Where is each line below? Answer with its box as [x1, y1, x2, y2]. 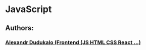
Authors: [5, 24, 34, 32]
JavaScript [5, 4, 52, 15]
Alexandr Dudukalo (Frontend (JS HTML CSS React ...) [5, 39, 141, 46]
